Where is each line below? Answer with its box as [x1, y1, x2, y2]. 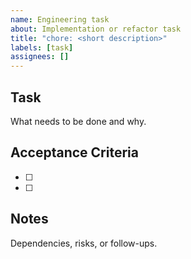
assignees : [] [10, 52, 70, 62]
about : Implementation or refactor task [10, 24, 182, 34]
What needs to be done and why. [10, 115, 147, 127]
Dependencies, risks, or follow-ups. [10, 237, 158, 249]
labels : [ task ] [10, 42, 74, 53]
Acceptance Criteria [10, 144, 139, 161]
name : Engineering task [10, 14, 110, 25]
